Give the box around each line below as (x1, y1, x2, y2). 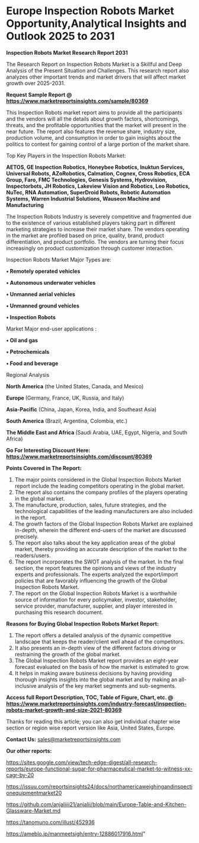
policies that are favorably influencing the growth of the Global (14, 577, 168, 584)
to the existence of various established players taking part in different (6, 219, 176, 227)
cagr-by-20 (6, 771, 34, 778)
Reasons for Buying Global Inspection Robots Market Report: (6, 620, 159, 627)
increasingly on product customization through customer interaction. (6, 244, 174, 251)
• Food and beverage (6, 360, 59, 367)
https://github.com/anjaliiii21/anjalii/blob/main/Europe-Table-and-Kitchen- (6, 801, 187, 808)
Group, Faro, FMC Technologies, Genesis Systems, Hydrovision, (6, 176, 168, 183)
